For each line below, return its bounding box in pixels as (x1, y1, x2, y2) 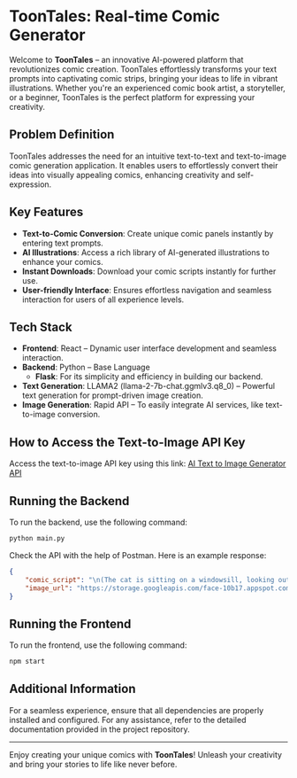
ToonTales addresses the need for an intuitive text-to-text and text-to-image (9, 151, 287, 161)
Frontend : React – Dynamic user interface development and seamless (21, 343, 277, 354)
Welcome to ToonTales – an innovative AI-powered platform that (9, 54, 244, 65)
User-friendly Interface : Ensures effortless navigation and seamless (21, 284, 272, 295)
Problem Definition (9, 127, 115, 143)
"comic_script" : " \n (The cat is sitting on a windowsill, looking (25, 575, 275, 584)
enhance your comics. (21, 256, 103, 267)
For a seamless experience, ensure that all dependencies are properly (9, 704, 264, 715)
